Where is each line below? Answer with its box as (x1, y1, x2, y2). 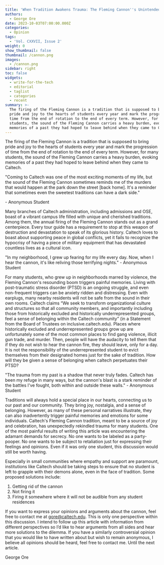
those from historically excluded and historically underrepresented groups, (5, 311, 155, 317)
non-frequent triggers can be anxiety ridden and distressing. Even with (5, 290, 148, 296)
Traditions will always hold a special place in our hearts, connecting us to (5, 397, 152, 403)
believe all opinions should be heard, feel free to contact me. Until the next (5, 540, 155, 545)
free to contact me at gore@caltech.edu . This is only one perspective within (5, 514, 158, 520)
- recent (9, 98, 27, 103)
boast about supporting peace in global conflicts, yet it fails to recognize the (5, 235, 159, 240)
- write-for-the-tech (9, 80, 54, 85)
